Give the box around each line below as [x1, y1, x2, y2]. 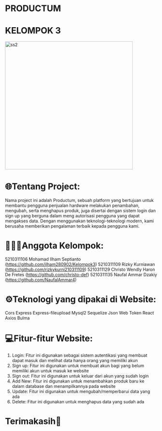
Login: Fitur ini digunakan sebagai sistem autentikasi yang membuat [12, 352, 147, 358]
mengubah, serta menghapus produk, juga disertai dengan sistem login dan [5, 208, 156, 214]
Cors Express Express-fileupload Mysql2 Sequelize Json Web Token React [5, 310, 154, 315]
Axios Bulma [5, 315, 30, 321]
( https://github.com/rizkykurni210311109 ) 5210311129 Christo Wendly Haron [5, 266, 155, 272]
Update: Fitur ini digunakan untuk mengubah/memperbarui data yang [12, 388, 150, 394]
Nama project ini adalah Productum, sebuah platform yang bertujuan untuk [5, 198, 154, 203]
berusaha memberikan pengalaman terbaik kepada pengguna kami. [5, 223, 140, 229]
